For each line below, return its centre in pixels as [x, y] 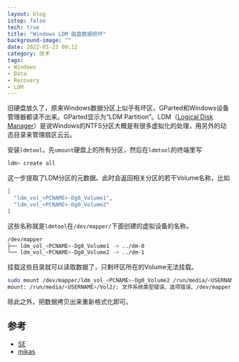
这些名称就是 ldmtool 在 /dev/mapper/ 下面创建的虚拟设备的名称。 [100, 226]
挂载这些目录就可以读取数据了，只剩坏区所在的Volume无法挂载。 [102, 267]
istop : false [27, 21]
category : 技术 [29, 54]
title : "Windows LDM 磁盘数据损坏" [57, 34]
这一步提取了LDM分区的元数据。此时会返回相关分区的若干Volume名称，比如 [119, 178]
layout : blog [27, 14]
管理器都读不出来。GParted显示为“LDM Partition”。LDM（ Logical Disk [110, 117]
